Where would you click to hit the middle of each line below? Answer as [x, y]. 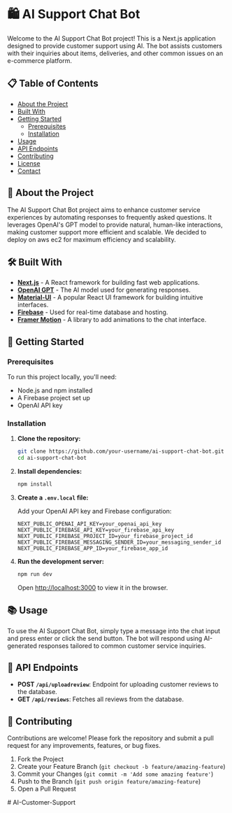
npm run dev [35, 574]
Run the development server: [61, 561]
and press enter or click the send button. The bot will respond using [105, 638]
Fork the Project [41, 759]
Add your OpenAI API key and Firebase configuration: [94, 511]
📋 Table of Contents [53, 84]
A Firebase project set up [54, 398]
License [29, 163]
